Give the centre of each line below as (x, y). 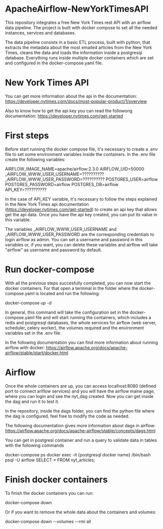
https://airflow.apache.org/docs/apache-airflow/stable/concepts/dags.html (80, 431)
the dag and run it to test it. (32, 401)
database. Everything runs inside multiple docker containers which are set (80, 57)
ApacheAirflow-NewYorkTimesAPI (77, 9)
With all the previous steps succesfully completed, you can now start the (78, 283)
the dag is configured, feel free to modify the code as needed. (67, 416)
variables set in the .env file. (33, 333)
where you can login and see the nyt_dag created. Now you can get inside (80, 396)
